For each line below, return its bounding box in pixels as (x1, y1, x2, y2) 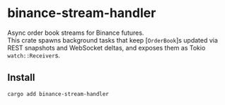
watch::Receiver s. (7, 51, 60, 60)
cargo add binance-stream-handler (7, 90, 110, 97)
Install (7, 72, 35, 84)
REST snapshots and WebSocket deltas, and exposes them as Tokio (7, 43, 206, 52)
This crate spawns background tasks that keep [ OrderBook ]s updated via (7, 35, 218, 44)
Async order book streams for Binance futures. (7, 28, 144, 37)
